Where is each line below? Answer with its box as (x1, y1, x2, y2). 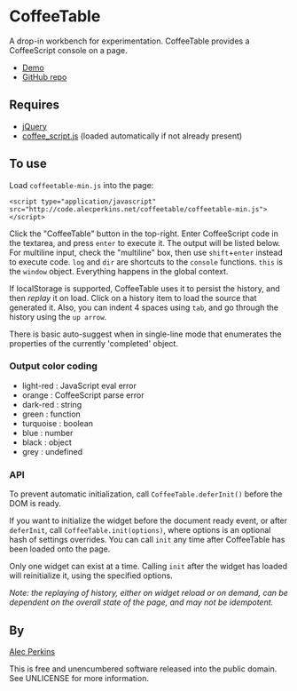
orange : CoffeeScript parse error (21, 389, 145, 401)
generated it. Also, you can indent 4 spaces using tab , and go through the (9, 302, 279, 313)
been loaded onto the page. (9, 544, 111, 554)
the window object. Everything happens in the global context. (9, 266, 229, 276)
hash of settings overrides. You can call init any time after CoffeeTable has (9, 535, 285, 545)
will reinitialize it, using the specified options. (9, 570, 173, 581)
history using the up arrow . (9, 311, 107, 322)
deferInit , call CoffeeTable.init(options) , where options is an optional (9, 525, 271, 536)
